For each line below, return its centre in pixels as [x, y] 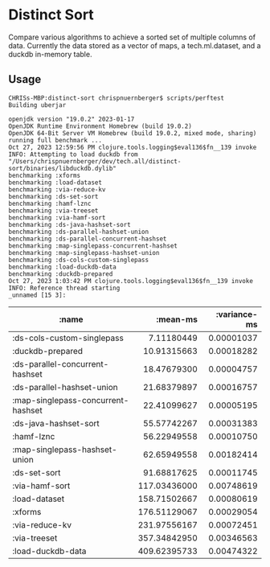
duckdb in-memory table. [50, 54]
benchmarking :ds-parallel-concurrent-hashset [88, 239]
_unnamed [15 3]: [37, 295]
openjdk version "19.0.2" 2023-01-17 [72, 119]
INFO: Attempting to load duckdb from [73, 154]
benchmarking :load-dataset [55, 183]
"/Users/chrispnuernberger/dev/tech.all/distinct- [95, 161]
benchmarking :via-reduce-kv [57, 189]
